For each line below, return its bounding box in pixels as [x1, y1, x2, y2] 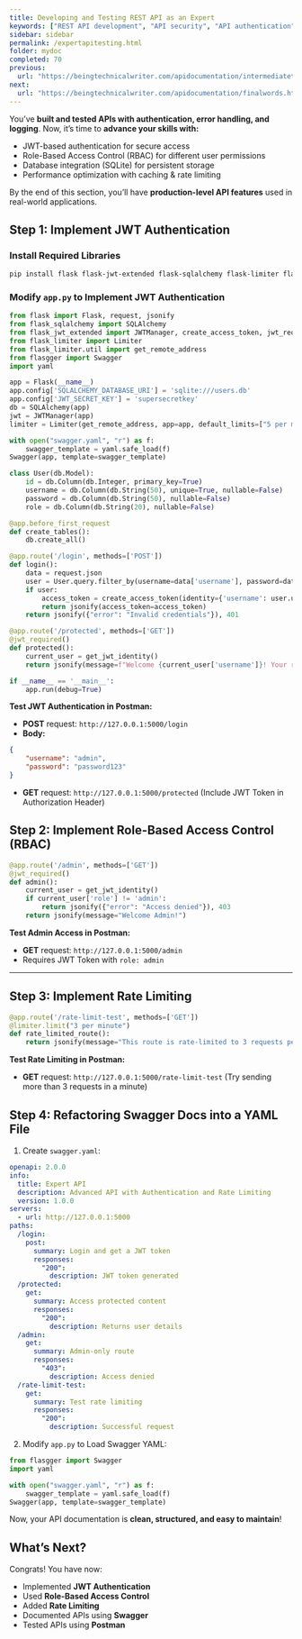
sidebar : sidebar [9, 30, 75, 39]
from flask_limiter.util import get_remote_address [9, 344, 207, 354]
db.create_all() [25, 535, 87, 545]
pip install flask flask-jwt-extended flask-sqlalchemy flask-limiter [9, 269, 280, 279]
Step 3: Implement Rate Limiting [9, 988, 192, 1005]
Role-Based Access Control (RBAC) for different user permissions [22, 150, 266, 160]
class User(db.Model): [9, 469, 94, 478]
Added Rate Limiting [22, 1600, 100, 1611]
